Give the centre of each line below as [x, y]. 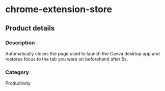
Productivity [18, 83]
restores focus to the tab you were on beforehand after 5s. [67, 59]
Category [17, 72]
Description [20, 43]
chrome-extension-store [59, 9]
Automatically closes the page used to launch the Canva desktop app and [83, 53]
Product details [30, 28]
